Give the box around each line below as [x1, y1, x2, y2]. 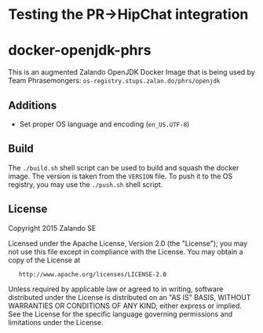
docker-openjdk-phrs [8, 42, 152, 60]
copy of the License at [8, 255, 81, 265]
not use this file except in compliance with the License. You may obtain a [8, 247, 243, 256]
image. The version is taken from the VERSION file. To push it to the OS [8, 171, 233, 181]
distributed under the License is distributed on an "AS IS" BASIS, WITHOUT [8, 292, 251, 302]
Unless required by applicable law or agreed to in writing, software [8, 284, 224, 294]
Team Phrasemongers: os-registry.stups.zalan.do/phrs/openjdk [8, 76, 221, 86]
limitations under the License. [8, 317, 104, 327]
